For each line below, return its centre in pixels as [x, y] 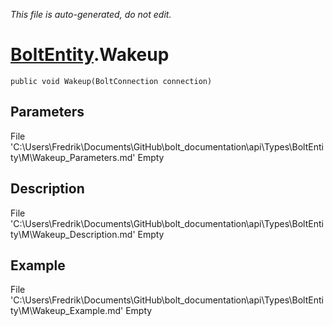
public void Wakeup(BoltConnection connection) [111, 81]
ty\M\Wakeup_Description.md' [73, 234]
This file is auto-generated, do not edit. [91, 14]
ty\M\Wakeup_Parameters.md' [73, 157]
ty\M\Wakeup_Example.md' [67, 311]
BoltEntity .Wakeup [90, 55]
